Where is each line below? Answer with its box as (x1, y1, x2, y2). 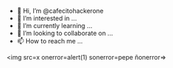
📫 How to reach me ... (16, 37, 83, 45)
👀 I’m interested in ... (16, 14, 77, 22)
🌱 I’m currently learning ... (16, 22, 93, 29)
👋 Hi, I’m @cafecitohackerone (16, 7, 104, 15)
